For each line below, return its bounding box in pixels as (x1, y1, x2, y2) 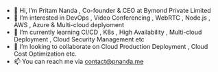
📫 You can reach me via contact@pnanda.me (13, 58, 144, 65)
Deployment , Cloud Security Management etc (13, 35, 145, 43)
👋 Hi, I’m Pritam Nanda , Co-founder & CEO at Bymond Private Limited (13, 7, 211, 14)
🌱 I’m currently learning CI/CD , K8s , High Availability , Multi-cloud (13, 28, 202, 36)
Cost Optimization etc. (13, 50, 77, 58)
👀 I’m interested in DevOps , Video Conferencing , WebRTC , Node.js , (13, 14, 210, 22)
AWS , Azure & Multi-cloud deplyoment (13, 21, 125, 29)
